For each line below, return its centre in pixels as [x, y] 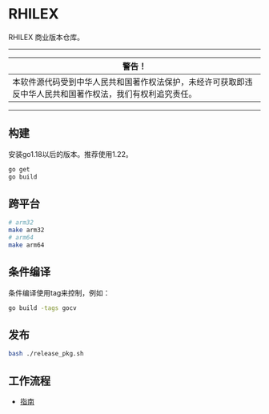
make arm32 [26, 230]
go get [19, 169]
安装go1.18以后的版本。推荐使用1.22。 [71, 154]
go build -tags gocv [43, 308]
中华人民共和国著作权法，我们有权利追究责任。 [109, 94]
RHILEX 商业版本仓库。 [46, 37]
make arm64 [26, 245]
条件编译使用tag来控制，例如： [59, 292]
